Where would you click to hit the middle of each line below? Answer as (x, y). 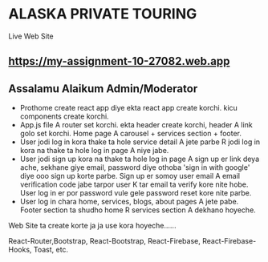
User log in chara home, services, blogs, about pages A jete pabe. (129, 202)
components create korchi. (65, 116)
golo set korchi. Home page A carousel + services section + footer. (131, 134)
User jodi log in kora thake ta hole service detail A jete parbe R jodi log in (140, 142)
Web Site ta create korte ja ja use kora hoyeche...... (92, 226)
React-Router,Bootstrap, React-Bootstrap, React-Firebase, (104, 241)
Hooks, (20, 250)
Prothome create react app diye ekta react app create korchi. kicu (129, 108)
